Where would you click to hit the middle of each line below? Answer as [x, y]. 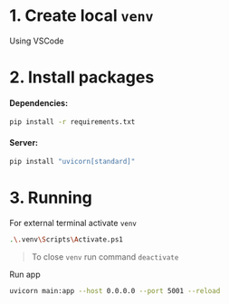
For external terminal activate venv [73, 223]
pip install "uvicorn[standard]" [72, 162]
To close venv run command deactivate [105, 257]
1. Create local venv [81, 16]
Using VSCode [37, 41]
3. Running [51, 198]
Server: [24, 142]
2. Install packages [82, 77]
